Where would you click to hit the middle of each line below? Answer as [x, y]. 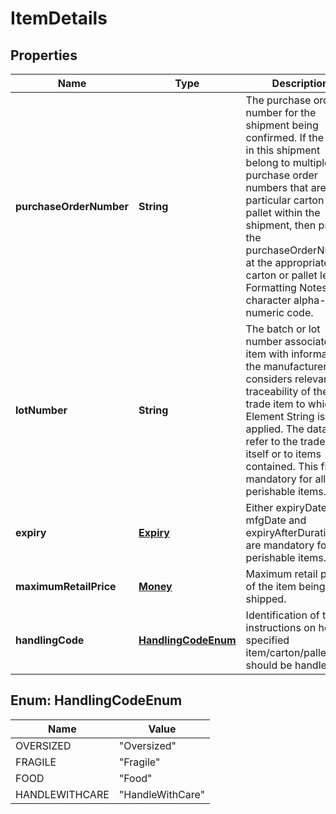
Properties [44, 55]
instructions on [281, 627]
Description [300, 83]
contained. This [282, 466]
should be [269, 665]
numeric [265, 312]
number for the [281, 112]
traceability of [278, 391]
